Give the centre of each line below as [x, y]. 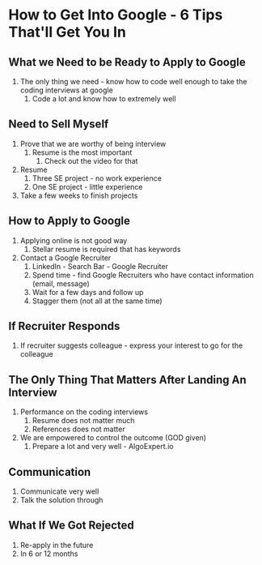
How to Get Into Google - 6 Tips [116, 15]
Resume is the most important [82, 152]
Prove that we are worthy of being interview [93, 143]
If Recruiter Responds [64, 326]
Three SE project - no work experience [97, 178]
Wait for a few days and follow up [88, 292]
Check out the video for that [91, 161]
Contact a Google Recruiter [65, 258]
